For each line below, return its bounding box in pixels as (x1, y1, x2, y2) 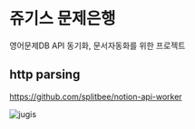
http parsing (9, 67, 81, 83)
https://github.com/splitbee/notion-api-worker (9, 91, 183, 102)
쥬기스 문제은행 (9, 8, 116, 29)
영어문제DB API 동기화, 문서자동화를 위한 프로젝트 (9, 40, 186, 51)
